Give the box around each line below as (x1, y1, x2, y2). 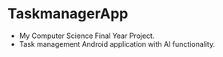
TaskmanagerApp (7, 5, 129, 23)
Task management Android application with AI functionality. (18, 39, 216, 48)
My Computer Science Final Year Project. (18, 31, 155, 40)
